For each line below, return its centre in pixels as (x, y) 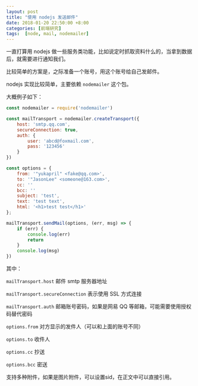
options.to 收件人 (28, 339)
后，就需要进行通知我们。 (37, 59)
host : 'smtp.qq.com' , (43, 124)
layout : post (22, 12)
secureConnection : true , (48, 130)
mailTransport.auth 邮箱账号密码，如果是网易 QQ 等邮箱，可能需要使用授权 (99, 306)
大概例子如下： (24, 97)
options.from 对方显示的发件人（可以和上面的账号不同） (75, 327)
